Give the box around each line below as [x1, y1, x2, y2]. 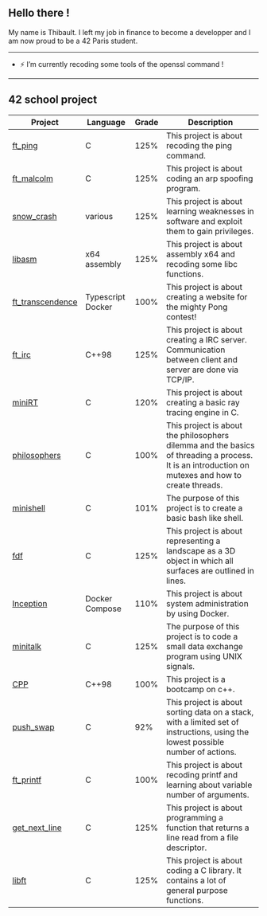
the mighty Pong [165, 301, 228, 312]
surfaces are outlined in [165, 565, 254, 576]
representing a [165, 535, 221, 546]
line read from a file [165, 832, 238, 843]
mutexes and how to [165, 469, 242, 480]
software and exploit [165, 215, 242, 226]
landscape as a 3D [165, 545, 236, 556]
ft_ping [12, 139, 38, 151]
